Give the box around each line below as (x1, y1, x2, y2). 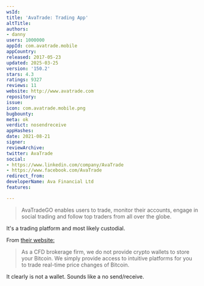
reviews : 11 (6, 83, 37, 89)
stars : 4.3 (6, 71, 34, 77)
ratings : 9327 (6, 77, 43, 83)
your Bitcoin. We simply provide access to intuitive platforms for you (21, 254, 193, 262)
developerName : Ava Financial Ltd (6, 179, 94, 185)
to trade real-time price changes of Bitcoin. (21, 261, 130, 268)
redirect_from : (6, 173, 45, 180)
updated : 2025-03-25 (6, 60, 59, 66)
